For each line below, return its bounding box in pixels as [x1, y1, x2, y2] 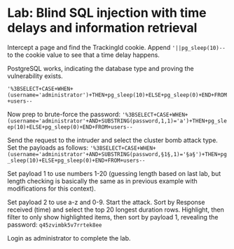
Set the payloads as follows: [7, 143, 89, 152]
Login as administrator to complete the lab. [7, 234, 131, 242]
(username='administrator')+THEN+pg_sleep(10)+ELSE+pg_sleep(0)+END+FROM [7, 91, 228, 98]
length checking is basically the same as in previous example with [7, 177, 198, 185]
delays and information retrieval [7, 20, 198, 36]
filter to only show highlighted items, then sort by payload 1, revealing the [7, 212, 219, 221]
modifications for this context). [7, 184, 96, 193]
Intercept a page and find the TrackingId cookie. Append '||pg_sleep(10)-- [7, 43, 226, 51]
